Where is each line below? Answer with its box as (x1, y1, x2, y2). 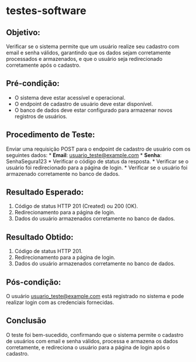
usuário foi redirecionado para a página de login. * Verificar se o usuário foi (6, 164, 188, 171)
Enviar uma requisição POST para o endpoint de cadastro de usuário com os (6, 145, 191, 152)
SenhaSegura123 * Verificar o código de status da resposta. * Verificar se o (6, 158, 189, 165)
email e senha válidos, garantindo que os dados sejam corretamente (6, 49, 171, 56)
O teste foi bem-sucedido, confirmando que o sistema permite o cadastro (6, 331, 184, 338)
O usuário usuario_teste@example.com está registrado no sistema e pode (6, 293, 184, 300)
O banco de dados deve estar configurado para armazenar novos (14, 107, 173, 114)
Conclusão (6, 316, 47, 326)
